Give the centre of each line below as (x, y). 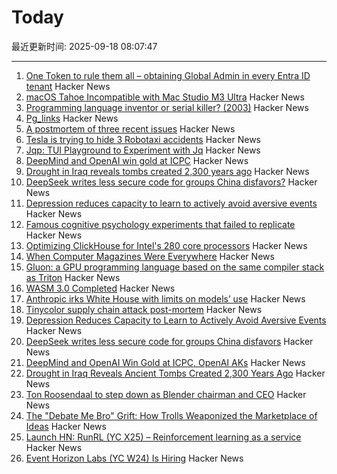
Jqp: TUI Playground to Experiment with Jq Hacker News (143, 150)
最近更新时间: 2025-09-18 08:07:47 (84, 46)
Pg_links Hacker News (72, 118)
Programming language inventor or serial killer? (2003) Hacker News (167, 107)
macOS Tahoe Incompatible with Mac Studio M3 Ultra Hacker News (165, 97)
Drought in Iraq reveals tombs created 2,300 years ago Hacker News (167, 171)
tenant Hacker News (68, 86)
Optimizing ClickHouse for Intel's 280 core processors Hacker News (166, 245)
